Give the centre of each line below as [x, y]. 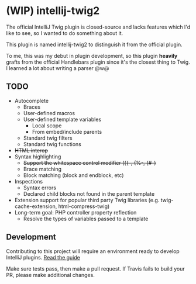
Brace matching [42, 169]
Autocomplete [31, 101]
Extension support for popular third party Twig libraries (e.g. [87, 200]
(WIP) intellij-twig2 [53, 11]
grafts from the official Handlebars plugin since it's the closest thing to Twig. [98, 62]
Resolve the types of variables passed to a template [86, 219]
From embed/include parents [67, 131]
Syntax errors [40, 188]
